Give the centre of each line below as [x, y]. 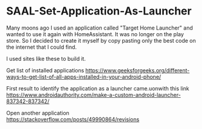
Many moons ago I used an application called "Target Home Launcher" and [99, 28]
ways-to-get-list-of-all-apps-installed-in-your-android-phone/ [84, 77]
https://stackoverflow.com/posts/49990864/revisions [73, 119]
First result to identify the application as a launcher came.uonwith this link [98, 88]
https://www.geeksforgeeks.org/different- [137, 70]
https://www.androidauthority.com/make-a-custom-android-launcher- [93, 95]
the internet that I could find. [42, 47]
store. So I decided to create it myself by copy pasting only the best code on [101, 40]
